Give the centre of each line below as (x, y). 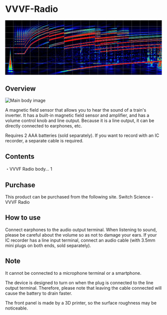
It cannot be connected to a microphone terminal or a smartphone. (73, 273)
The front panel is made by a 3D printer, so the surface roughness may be (81, 303)
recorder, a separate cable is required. (44, 141)
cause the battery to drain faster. (39, 293)
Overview (21, 89)
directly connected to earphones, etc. (44, 126)
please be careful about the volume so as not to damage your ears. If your (81, 235)
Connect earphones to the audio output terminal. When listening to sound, (81, 230)
